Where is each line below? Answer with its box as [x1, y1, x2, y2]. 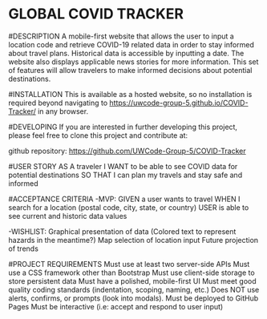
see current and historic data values [8, 211, 127, 220]
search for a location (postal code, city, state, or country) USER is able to [8, 202, 249, 212]
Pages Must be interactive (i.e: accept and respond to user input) [8, 301, 224, 311]
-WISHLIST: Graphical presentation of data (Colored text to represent [8, 226, 237, 236]
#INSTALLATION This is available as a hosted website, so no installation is [8, 89, 253, 99]
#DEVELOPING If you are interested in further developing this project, [8, 122, 238, 131]
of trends [8, 244, 38, 253]
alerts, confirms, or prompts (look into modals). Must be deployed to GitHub [8, 293, 259, 303]
